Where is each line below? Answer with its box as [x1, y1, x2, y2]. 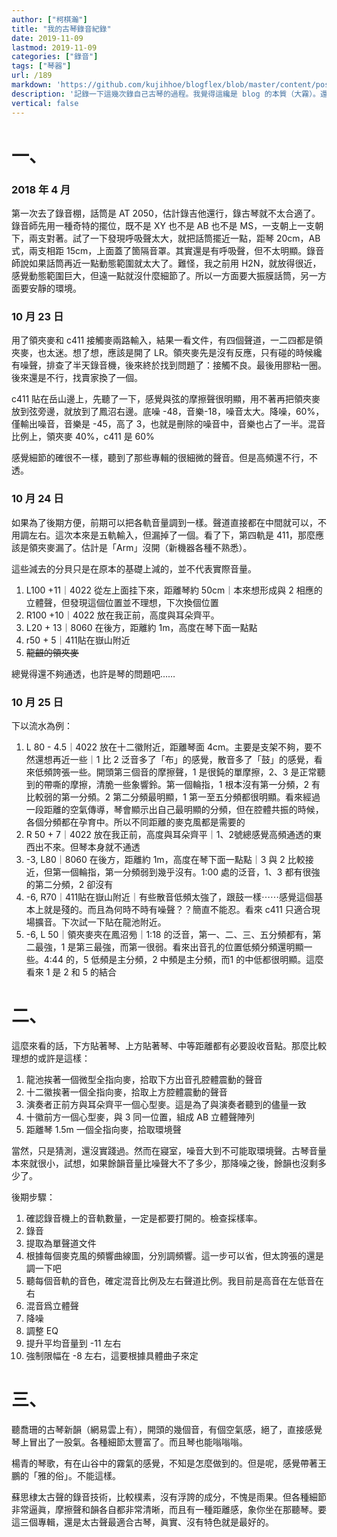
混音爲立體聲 [25, 1299, 79, 1311]
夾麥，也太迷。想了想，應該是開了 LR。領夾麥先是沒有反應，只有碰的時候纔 [11, 347, 323, 359]
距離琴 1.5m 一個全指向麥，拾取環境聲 [25, 1123, 182, 1135]
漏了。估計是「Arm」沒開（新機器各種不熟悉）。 [54, 541, 253, 553]
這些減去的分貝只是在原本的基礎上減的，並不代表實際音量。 [11, 562, 257, 575]
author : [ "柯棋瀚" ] [11, 14, 88, 25]
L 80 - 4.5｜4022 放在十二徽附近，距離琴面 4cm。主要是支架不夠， [25, 741, 305, 753]
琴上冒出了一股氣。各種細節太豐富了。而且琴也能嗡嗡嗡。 [11, 1436, 248, 1448]
